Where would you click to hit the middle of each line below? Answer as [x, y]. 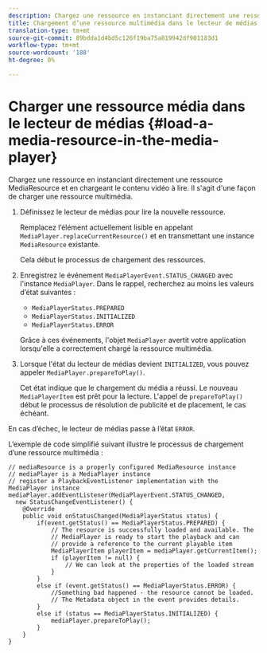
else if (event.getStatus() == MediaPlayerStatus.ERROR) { [137, 586]
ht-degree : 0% [32, 61]
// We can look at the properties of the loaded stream [159, 564]
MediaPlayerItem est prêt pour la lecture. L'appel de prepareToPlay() [132, 396]
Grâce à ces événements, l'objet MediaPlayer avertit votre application [133, 340]
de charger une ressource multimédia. [71, 196]
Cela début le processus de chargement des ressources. [112, 259]
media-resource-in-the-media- [114, 141]
